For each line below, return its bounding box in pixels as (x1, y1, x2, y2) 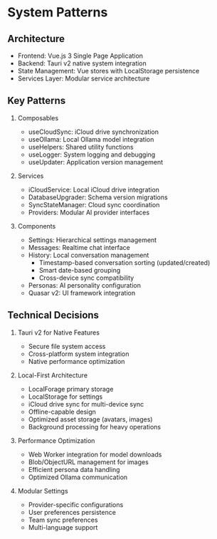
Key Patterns (7, 95, 66, 107)
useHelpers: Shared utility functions (28, 142, 134, 151)
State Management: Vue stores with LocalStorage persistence (17, 67, 200, 75)
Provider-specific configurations (28, 500, 124, 509)
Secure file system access (28, 342, 106, 350)
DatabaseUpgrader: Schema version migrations (28, 193, 169, 202)
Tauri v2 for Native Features (17, 328, 100, 337)
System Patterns (7, 4, 108, 21)
